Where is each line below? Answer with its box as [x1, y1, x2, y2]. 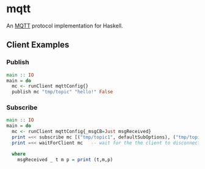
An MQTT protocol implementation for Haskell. [6, 22, 123, 29]
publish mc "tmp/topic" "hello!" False [12, 89, 113, 95]
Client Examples [6, 40, 70, 50]
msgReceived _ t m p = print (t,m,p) [17, 156, 113, 163]
